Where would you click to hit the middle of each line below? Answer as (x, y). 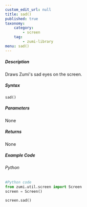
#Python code (18, 182)
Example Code (20, 155)
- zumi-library (38, 42)
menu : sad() (17, 46)
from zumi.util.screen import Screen (43, 187)
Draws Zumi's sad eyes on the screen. (43, 74)
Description (17, 62)
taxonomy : (15, 23)
